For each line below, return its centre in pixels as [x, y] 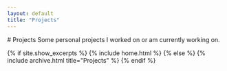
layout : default [30, 13]
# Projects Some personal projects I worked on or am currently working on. [113, 39]
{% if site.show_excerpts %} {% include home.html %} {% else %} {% [107, 53]
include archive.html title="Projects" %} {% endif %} [82, 60]
